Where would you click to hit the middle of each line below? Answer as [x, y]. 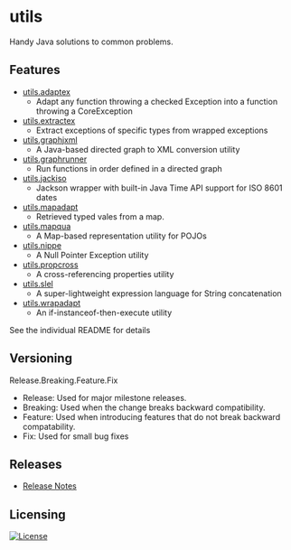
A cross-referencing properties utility [105, 274]
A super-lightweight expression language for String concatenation [159, 293]
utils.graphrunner [55, 159]
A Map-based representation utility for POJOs [122, 236]
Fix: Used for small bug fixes [75, 436]
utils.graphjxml [50, 140]
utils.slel [38, 284]
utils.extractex [49, 120]
